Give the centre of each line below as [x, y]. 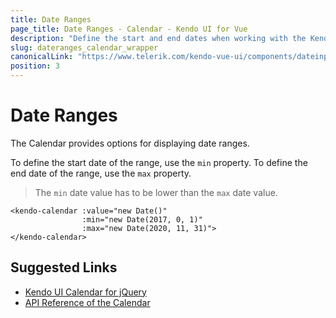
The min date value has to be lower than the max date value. [156, 192]
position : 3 [35, 66]
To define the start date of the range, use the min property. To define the [159, 162]
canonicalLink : [42, 57]
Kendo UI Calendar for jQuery [85, 292]
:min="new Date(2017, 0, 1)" [142, 219]
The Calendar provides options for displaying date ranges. [130, 143]
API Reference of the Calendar [87, 302]
